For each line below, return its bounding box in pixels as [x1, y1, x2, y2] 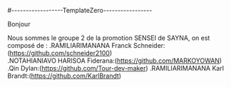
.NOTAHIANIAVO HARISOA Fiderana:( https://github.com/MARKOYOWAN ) [7, 56, 222, 65]
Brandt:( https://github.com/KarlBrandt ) [7, 71, 122, 80]
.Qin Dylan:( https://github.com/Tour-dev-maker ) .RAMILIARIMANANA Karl [7, 64, 225, 72]
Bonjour [7, 20, 31, 28]
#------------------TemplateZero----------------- [7, 6, 153, 14]
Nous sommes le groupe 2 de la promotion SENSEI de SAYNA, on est [7, 34, 210, 42]
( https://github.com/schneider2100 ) [7, 49, 113, 57]
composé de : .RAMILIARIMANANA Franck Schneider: [7, 41, 165, 49]
